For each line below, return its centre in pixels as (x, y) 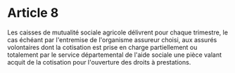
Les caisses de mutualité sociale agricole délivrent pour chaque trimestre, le (118, 32)
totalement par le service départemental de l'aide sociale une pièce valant (115, 55)
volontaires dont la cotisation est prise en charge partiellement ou (102, 47)
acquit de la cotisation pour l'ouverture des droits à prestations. (99, 62)
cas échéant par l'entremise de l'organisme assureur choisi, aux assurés (112, 39)
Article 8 (33, 13)
